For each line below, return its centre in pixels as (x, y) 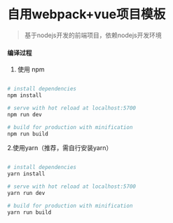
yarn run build (29, 212)
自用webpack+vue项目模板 (86, 14)
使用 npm (31, 69)
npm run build (28, 134)
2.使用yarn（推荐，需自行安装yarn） (60, 148)
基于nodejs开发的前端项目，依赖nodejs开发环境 (93, 35)
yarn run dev (26, 194)
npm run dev (25, 114)
